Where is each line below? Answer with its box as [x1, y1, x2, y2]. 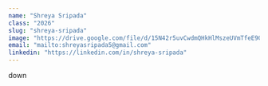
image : [8, 33, 30, 42]
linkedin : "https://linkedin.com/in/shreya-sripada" [8, 49, 187, 57]
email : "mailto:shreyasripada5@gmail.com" [8, 41, 152, 49]
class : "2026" [8, 19, 56, 27]
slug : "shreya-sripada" [8, 26, 88, 34]
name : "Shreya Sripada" [8, 11, 88, 20]
